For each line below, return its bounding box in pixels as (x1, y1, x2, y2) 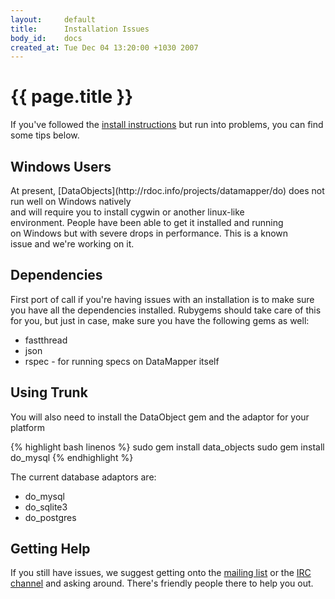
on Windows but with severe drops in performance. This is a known (10, 227, 289, 239)
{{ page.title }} (10, 86, 134, 108)
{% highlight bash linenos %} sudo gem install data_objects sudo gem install (10, 441, 325, 453)
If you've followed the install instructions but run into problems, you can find (10, 119, 324, 131)
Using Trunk (10, 384, 88, 401)
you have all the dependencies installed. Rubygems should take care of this (10, 304, 322, 316)
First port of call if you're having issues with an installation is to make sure (10, 293, 315, 305)
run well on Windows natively (10, 196, 132, 207)
